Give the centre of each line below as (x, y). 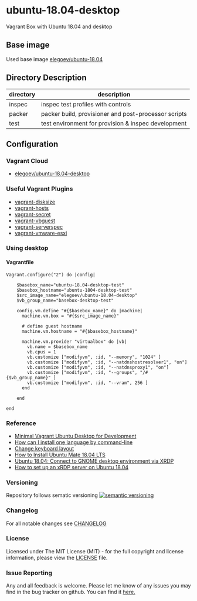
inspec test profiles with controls (86, 104)
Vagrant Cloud (27, 161)
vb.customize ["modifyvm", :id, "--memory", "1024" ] (94, 357)
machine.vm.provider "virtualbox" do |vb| (74, 342)
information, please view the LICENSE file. (57, 557)
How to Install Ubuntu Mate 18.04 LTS (60, 455)
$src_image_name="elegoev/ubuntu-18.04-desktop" (77, 295)
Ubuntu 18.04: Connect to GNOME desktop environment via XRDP (94, 461)
